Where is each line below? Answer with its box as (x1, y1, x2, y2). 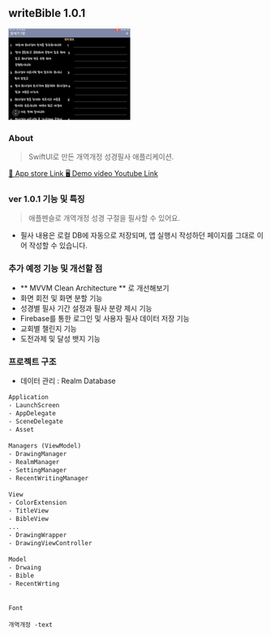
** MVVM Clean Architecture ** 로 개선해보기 (19, 283, 170, 293)
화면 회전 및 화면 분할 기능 (19, 293, 103, 303)
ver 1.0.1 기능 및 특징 (8, 194, 85, 205)
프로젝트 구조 (8, 356, 57, 367)
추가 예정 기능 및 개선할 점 (8, 263, 103, 274)
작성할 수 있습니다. (28, 241, 88, 251)
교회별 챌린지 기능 (19, 324, 77, 333)
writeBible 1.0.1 (8, 6, 86, 20)
